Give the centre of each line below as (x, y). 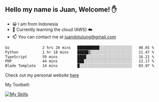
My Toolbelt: (18, 85)
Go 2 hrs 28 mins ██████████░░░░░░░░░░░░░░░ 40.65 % (79, 48)
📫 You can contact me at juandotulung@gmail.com (64, 37)
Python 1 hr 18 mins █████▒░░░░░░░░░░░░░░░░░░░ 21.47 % (79, 52)
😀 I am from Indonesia (35, 24)
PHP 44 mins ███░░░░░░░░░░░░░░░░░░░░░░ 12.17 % (79, 61)
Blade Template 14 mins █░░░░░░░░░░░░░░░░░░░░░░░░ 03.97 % (79, 66)
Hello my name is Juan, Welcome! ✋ (61, 10)
